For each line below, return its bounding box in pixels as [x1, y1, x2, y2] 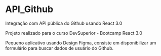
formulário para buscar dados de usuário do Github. [5, 45, 114, 51]
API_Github [5, 4, 54, 15]
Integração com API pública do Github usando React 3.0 [5, 20, 123, 26]
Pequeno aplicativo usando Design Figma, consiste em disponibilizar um [5, 39, 156, 46]
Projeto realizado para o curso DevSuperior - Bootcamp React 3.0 [5, 30, 143, 36]
